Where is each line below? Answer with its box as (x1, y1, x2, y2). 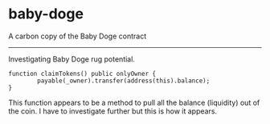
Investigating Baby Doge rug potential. (8, 54, 135, 64)
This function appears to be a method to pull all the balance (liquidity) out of (8, 98, 260, 107)
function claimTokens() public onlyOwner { (8, 70, 157, 78)
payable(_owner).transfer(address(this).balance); (37, 77, 211, 85)
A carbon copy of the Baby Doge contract (8, 31, 147, 41)
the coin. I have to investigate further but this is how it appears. (8, 106, 218, 116)
